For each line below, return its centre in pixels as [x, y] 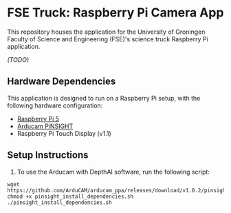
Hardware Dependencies [62, 82]
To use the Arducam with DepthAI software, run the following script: [113, 172]
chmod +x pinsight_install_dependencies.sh [70, 196]
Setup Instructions [48, 155]
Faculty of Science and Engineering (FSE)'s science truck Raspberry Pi [108, 39]
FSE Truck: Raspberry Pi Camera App [115, 13]
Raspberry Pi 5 [38, 119]
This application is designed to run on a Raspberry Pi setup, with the [104, 98]
